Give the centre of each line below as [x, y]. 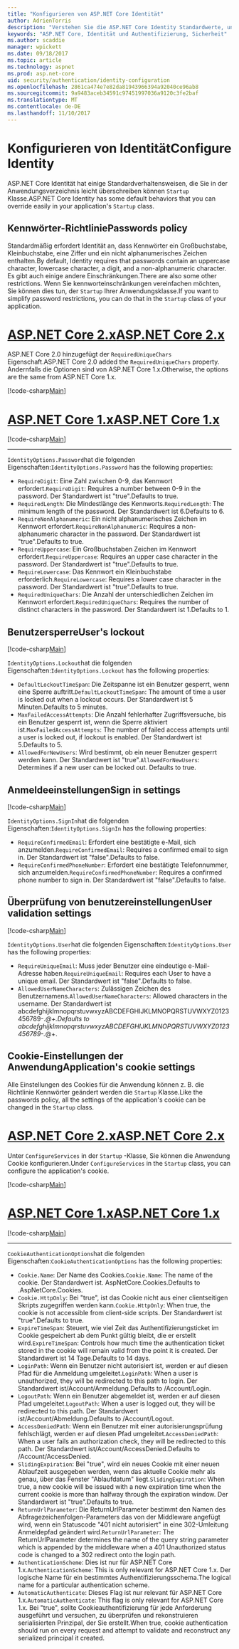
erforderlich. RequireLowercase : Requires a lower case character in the [119, 579]
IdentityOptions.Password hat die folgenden [71, 460]
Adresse [30, 973]
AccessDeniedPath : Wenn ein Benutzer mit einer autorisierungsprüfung [120, 1426]
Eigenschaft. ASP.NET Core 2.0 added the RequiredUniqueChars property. [113, 362]
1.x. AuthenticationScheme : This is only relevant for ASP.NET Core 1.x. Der [124, 1569]
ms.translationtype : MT [43, 100]
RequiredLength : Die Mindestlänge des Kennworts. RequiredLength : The [121, 504]
